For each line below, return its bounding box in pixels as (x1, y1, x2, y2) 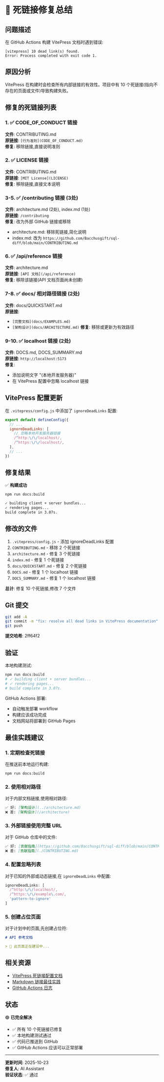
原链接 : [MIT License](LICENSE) (5, 175, 69, 181)
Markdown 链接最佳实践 (12, 979, 61, 984)
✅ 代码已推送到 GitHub (12, 1038, 59, 1044)
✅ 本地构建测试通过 (12, 1032, 52, 1038)
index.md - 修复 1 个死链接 (12, 557, 64, 563)
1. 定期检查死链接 (5, 749, 45, 756)
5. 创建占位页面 (5, 913, 41, 920)
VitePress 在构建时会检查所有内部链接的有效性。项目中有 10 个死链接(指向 (5, 82, 154, 87)
